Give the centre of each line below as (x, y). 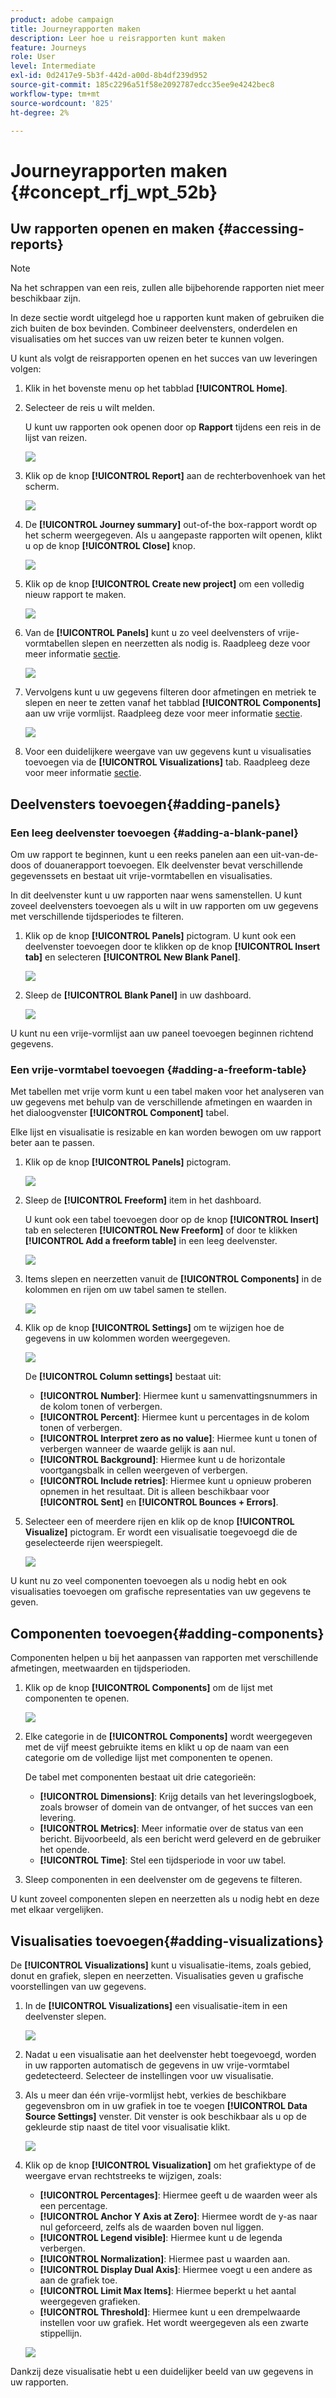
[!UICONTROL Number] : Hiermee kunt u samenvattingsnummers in (178, 1396)
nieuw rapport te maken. (75, 595)
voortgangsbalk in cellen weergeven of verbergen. (143, 1470)
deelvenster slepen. (65, 2016)
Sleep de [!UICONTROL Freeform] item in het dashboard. (143, 1200)
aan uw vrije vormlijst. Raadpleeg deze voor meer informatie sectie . (163, 713)
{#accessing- (261, 228)
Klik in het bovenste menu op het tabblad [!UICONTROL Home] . (156, 388)
